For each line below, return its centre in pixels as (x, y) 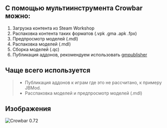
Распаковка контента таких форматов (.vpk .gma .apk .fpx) (75, 33)
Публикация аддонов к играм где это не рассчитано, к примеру (93, 82)
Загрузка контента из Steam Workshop (53, 28)
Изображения (28, 109)
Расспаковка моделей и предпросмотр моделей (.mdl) (83, 93)
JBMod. (33, 87)
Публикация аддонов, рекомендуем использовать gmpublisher (80, 54)
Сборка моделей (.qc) (36, 49)
